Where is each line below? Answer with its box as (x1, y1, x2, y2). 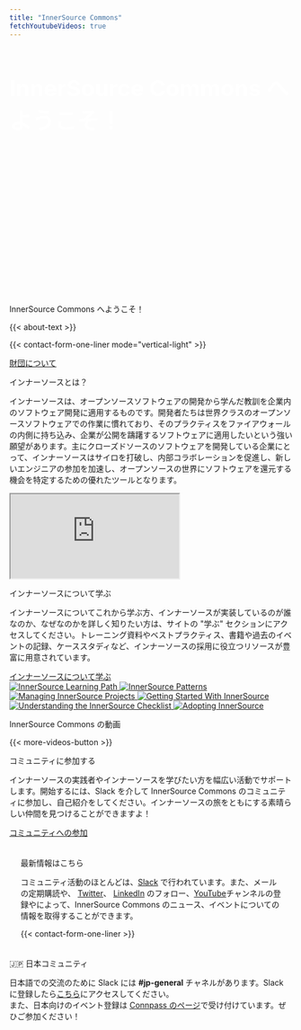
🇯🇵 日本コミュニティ (9, 958, 88, 969)
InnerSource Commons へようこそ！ (9, 303, 145, 315)
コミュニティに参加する (9, 755, 96, 766)
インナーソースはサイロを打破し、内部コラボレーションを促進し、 (31, 451, 276, 463)
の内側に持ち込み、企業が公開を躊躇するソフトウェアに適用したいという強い (9, 429, 293, 440)
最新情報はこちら (21, 857, 84, 868)
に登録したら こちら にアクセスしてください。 (9, 988, 174, 999)
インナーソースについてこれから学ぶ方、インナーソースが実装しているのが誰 (9, 607, 292, 617)
